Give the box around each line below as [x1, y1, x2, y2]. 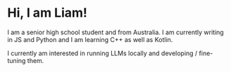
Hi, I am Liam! [7, 5, 88, 21]
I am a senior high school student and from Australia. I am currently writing [7, 28, 224, 36]
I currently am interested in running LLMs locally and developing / [7, 49, 198, 57]
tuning [7, 56, 26, 64]
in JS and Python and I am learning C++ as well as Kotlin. [7, 35, 173, 43]
